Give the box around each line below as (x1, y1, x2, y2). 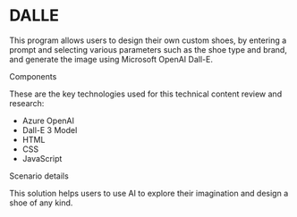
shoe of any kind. (9, 197, 73, 208)
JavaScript (21, 153, 63, 163)
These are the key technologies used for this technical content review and (9, 88, 283, 99)
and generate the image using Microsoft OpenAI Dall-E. (9, 54, 213, 64)
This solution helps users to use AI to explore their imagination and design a (9, 188, 289, 198)
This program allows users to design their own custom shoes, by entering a (9, 35, 287, 46)
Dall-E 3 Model (21, 124, 78, 135)
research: (9, 97, 45, 108)
